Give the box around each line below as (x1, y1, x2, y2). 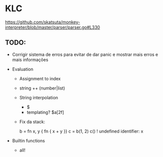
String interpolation (19, 94, 59, 100)
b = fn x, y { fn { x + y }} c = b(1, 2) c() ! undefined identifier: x (19, 128, 143, 134)
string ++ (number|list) (19, 85, 65, 91)
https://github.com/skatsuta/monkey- (5, 19, 81, 25)
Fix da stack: (19, 118, 45, 125)
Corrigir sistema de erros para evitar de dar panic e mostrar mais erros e (12, 51, 159, 57)
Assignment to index (19, 75, 61, 81)
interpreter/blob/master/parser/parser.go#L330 (5, 24, 100, 30)
